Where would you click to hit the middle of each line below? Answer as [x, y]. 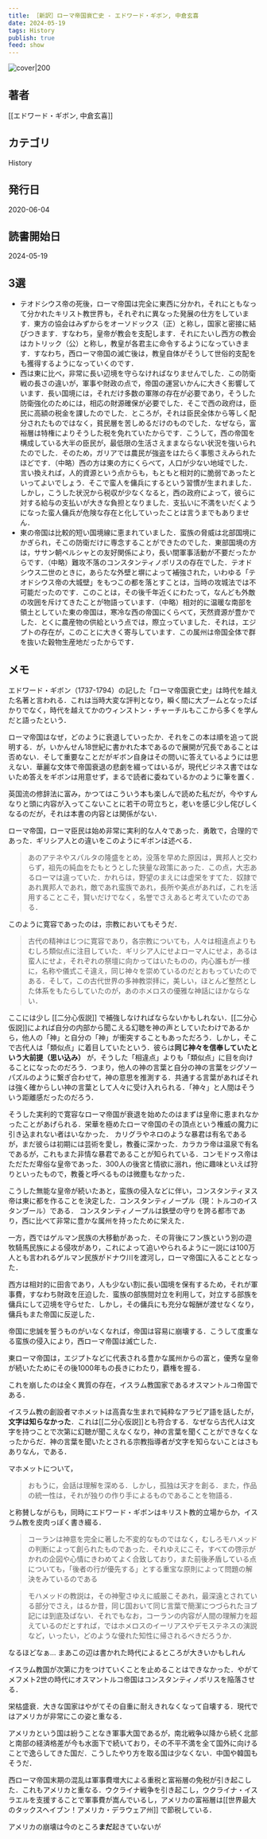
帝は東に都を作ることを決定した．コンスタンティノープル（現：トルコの [126, 1201]
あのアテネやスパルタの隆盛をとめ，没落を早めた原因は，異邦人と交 [139, 857]
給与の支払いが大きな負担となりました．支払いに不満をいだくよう [149, 503]
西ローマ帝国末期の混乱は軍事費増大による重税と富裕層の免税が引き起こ [126, 1780]
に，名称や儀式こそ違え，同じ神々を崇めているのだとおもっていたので [142, 971]
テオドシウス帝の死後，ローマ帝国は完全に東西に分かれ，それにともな [135, 304]
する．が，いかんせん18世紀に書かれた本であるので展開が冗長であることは [137, 747]
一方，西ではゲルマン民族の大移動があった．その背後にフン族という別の [127, 1238]
